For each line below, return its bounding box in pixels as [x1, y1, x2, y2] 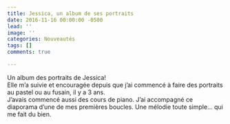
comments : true [7, 49, 51, 56]
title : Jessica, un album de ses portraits [7, 10, 134, 17]
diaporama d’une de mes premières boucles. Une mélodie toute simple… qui [7, 103, 224, 111]
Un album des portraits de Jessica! [7, 73, 107, 81]
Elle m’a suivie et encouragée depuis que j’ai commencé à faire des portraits [7, 81, 223, 89]
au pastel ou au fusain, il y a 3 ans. [7, 87, 105, 96]
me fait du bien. [7, 110, 52, 118]
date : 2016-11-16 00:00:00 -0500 [7, 17, 103, 23]
